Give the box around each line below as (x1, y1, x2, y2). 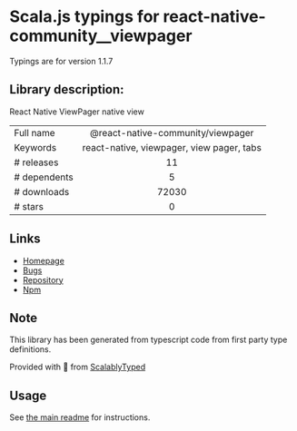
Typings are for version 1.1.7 (9, 55, 114, 66)
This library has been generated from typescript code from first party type (9, 334, 288, 346)
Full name (14, 126, 56, 139)
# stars (14, 200, 44, 212)
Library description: (9, 82, 124, 97)
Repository (22, 274, 64, 285)
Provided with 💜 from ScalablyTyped (9, 361, 146, 373)
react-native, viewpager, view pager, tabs (82, 141, 262, 153)
